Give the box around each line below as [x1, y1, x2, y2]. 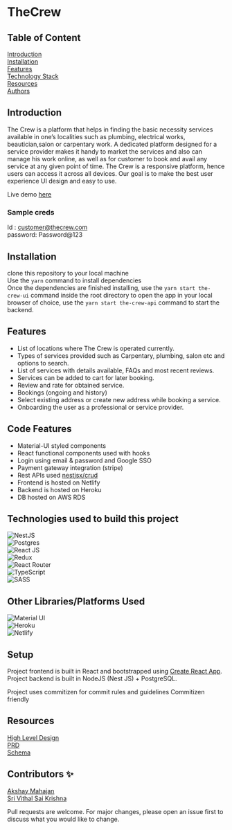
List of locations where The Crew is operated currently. [17, 344, 175, 352]
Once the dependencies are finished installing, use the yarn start [7, 283, 196, 291]
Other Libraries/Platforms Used [7, 595, 145, 607]
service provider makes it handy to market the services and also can [7, 147, 203, 156]
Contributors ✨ [7, 768, 74, 780]
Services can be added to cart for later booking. [17, 373, 154, 381]
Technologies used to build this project [7, 513, 179, 525]
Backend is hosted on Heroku [17, 485, 102, 494]
